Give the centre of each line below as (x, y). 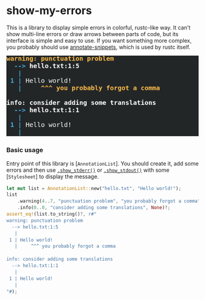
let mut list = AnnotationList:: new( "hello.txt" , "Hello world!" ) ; (94, 188)
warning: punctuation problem (45, 221)
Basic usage (25, 150)
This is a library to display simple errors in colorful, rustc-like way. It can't (99, 27)
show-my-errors (49, 11)
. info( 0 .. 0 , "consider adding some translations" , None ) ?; (94, 208)
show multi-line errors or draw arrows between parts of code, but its (92, 34)
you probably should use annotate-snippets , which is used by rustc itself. (99, 47)
